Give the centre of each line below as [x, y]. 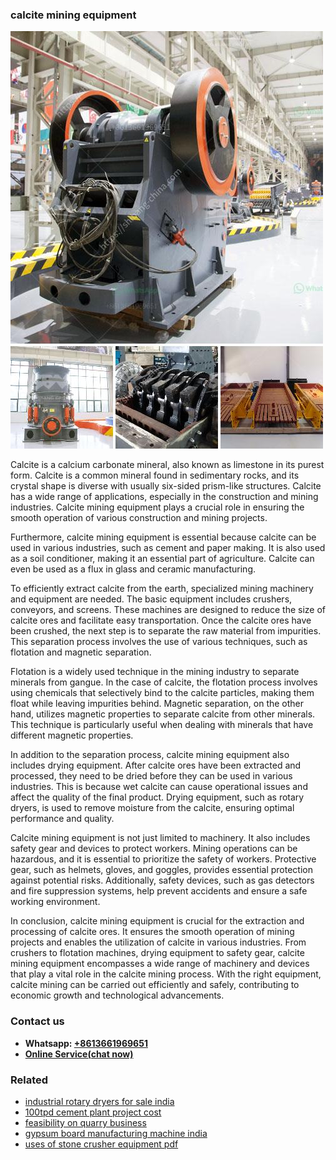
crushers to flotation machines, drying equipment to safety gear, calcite [157, 953]
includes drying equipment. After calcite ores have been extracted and [156, 765]
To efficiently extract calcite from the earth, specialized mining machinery [162, 589]
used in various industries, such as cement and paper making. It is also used [168, 548]
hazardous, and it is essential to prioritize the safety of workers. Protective [163, 859]
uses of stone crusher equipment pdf [101, 1144]
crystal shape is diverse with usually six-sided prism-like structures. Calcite [166, 486]
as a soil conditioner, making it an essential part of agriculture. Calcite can [162, 559]
